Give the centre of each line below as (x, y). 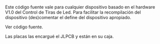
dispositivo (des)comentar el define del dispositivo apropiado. (68, 17)
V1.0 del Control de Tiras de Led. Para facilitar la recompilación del (73, 12)
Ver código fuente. (24, 27)
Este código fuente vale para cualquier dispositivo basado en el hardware (80, 7)
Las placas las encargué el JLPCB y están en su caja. (59, 36)
